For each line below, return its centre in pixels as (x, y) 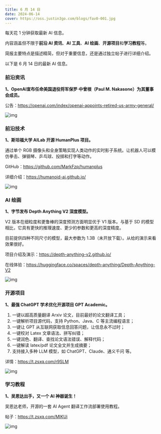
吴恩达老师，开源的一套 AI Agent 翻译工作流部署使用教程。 (64, 406)
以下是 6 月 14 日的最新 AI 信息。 (37, 64)
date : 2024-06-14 (22, 14)
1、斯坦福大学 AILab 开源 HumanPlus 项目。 (49, 140)
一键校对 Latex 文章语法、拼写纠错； (48, 333)
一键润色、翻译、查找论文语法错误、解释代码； (59, 339)
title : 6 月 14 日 (23, 9)
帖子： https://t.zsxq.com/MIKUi (36, 417)
